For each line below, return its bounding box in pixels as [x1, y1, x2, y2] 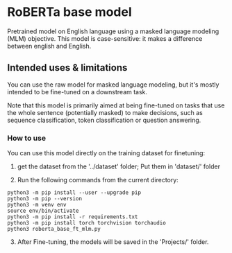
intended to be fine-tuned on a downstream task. [7, 87, 148, 96]
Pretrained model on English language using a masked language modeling [7, 27, 219, 35]
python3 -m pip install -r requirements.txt [7, 213, 138, 220]
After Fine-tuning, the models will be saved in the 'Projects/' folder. [17, 238, 209, 246]
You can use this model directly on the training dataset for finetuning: [7, 149, 206, 157]
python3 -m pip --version [7, 195, 82, 202]
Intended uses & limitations [7, 62, 128, 73]
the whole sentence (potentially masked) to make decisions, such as [7, 108, 203, 116]
